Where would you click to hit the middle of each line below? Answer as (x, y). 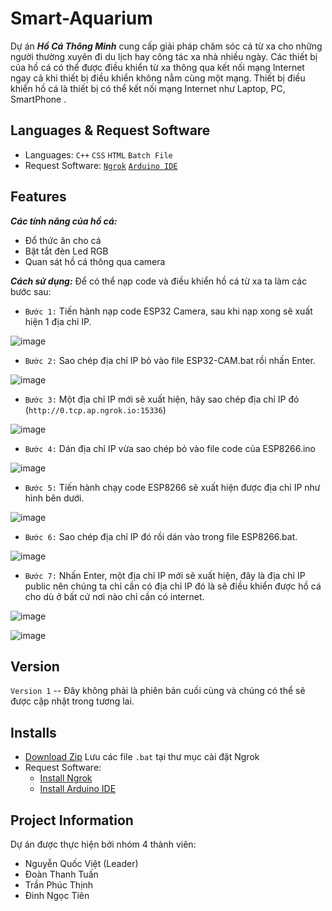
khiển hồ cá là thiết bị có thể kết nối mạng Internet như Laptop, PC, (148, 88)
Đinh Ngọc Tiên (57, 895)
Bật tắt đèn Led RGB (66, 251)
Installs (33, 732)
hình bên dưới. (54, 498)
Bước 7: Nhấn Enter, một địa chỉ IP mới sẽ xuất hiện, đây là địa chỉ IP (165, 575)
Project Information (72, 820)
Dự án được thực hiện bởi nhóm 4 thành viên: (103, 844)
